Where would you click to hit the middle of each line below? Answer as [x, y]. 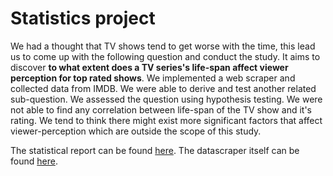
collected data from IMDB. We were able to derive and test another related [163, 88]
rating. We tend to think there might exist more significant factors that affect [166, 120]
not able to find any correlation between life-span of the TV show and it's [161, 109]
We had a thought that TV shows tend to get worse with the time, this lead [163, 46]
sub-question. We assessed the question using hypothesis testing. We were [166, 99]
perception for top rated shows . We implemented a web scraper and [153, 78]
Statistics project [83, 18]
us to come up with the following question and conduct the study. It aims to [165, 56]
